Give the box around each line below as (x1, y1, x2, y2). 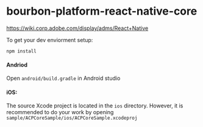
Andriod (6, 61, 27, 68)
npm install (6, 48, 37, 54)
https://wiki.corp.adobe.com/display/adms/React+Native (6, 24, 149, 32)
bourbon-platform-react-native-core (6, 4, 198, 18)
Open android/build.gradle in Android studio (6, 74, 121, 82)
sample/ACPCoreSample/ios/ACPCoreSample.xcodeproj (6, 115, 138, 122)
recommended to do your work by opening (6, 109, 114, 116)
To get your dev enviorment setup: (6, 36, 93, 43)
